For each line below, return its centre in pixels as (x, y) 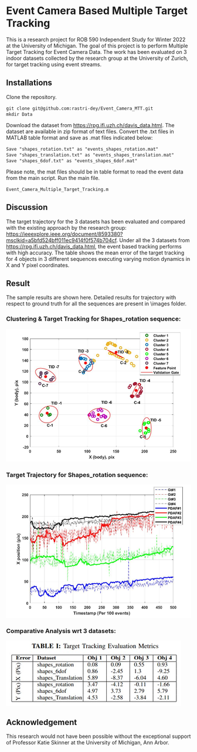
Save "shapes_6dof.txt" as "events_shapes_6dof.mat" (72, 161)
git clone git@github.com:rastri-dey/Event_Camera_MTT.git (80, 108)
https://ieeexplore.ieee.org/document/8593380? (64, 234)
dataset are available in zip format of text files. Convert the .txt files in (90, 131)
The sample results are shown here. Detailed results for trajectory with (91, 298)
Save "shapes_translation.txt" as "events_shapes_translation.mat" (90, 155)
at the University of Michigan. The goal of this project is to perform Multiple (97, 46)
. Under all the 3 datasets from (153, 240)
